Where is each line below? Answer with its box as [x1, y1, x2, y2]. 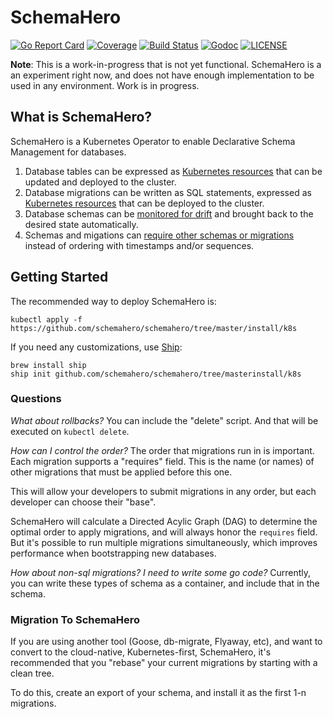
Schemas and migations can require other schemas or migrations [24, 229, 295, 241]
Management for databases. [10, 146, 127, 158]
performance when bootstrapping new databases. [10, 547, 217, 559]
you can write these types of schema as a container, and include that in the [10, 577, 320, 589]
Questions [10, 392, 62, 406]
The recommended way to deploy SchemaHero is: [10, 295, 217, 307]
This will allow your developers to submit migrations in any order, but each [10, 485, 317, 497]
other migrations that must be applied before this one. [10, 466, 233, 478]
